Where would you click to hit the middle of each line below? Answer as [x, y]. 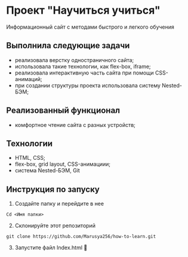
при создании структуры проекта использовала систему [88, 85]
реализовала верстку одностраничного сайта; [74, 60]
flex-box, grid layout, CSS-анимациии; [63, 164]
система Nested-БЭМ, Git [47, 171]
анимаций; [28, 79]
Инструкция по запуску [53, 189]
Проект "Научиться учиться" [83, 10]
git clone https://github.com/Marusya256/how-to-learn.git [81, 237]
